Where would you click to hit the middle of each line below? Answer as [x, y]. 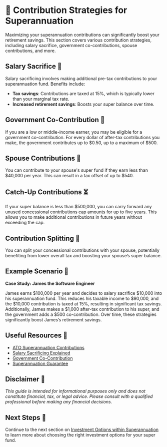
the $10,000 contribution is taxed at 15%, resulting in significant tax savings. [83, 304]
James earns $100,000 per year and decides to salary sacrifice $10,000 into [84, 293]
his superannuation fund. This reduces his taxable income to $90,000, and [82, 298]
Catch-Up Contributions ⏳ [47, 192]
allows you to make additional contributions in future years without [74, 217]
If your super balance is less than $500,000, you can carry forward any [78, 207]
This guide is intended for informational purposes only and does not [75, 391]
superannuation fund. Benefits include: [45, 84]
